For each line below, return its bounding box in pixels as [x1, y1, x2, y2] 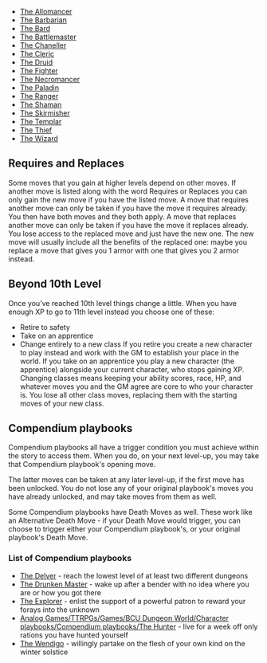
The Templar [19, 117, 62, 126]
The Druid [19, 57, 53, 67]
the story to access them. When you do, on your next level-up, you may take [8, 451, 260, 461]
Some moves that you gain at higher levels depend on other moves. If [8, 178, 237, 187]
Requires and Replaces [8, 157, 125, 171]
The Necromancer [19, 75, 80, 84]
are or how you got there [19, 587, 102, 597]
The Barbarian [19, 15, 68, 25]
